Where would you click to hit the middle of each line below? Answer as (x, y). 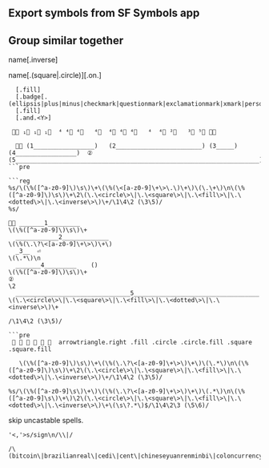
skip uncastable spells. (46, 421)
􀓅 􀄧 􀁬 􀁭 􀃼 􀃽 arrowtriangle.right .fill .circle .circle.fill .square (132, 343)
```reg (19, 181)
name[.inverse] (33, 60)
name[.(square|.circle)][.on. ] (55, 75)
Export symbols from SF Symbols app (104, 13)
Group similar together (66, 40)
